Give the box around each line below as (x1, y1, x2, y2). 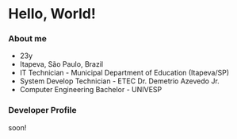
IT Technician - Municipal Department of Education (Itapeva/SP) (19, 68, 230, 78)
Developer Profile (8, 105, 77, 116)
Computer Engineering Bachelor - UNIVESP (19, 85, 162, 95)
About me (8, 33, 48, 44)
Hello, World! (8, 5, 97, 23)
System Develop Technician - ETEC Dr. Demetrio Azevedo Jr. (19, 76, 220, 86)
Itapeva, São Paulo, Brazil (19, 60, 104, 69)
